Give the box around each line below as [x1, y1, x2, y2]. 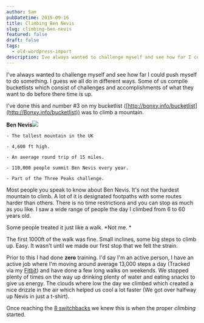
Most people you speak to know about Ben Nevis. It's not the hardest [6, 186, 179, 193]
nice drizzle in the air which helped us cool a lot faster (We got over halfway [6, 286, 197, 293]
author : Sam [6, 9, 36, 15]
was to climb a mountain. [81, 108, 144, 116]
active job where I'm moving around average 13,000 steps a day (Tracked [6, 260, 190, 268]
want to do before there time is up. [6, 90, 93, 97]
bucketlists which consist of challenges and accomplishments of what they [6, 83, 194, 91]
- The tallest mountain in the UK [6, 133, 94, 139]
